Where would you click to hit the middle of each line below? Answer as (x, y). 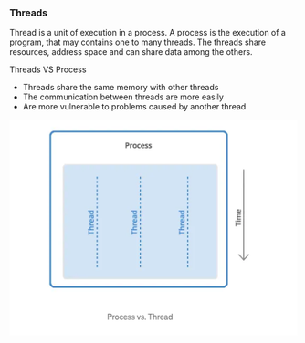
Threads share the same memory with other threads (121, 88)
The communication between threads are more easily (123, 97)
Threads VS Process (48, 69)
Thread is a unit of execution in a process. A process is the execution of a (147, 33)
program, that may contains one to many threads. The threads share (138, 42)
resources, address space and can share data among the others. (131, 52)
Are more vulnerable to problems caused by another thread (134, 107)
